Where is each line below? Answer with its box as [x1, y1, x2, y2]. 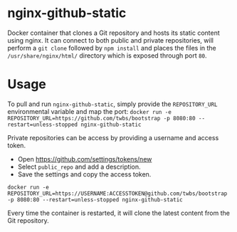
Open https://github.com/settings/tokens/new [17, 154, 152, 163]
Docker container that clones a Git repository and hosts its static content [7, 28, 221, 37]
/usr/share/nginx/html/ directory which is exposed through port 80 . [7, 51, 208, 60]
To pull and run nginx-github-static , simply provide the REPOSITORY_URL [7, 100, 218, 108]
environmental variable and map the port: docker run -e [7, 107, 172, 115]
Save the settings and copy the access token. [17, 169, 152, 179]
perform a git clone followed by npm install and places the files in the [7, 43, 217, 52]
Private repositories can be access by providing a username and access [7, 133, 219, 142]
